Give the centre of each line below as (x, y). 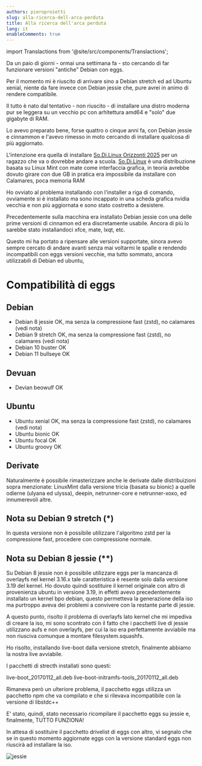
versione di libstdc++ (33, 702)
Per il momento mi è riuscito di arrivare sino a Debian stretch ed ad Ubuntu (99, 82)
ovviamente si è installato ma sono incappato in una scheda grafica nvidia (98, 199)
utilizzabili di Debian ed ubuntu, (45, 261)
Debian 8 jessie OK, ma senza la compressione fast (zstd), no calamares (105, 322)
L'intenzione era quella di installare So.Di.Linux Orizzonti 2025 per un (92, 155)
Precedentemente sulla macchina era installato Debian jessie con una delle (99, 217)
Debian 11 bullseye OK (43, 354)
